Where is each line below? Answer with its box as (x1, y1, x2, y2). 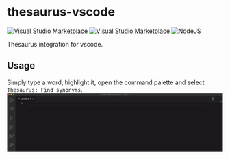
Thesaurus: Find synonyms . (7, 85, 83, 93)
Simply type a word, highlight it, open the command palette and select (7, 78, 205, 86)
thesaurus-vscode (7, 4, 115, 20)
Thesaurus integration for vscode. (7, 40, 103, 48)
